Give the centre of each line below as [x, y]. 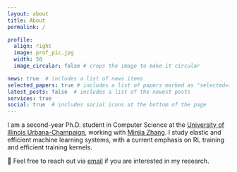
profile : [20, 39]
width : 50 [28, 60]
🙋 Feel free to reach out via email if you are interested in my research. [108, 161]
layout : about [28, 14]
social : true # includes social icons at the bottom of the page [107, 105]
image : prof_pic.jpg [44, 53]
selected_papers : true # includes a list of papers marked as [101, 85]
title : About [26, 20]
